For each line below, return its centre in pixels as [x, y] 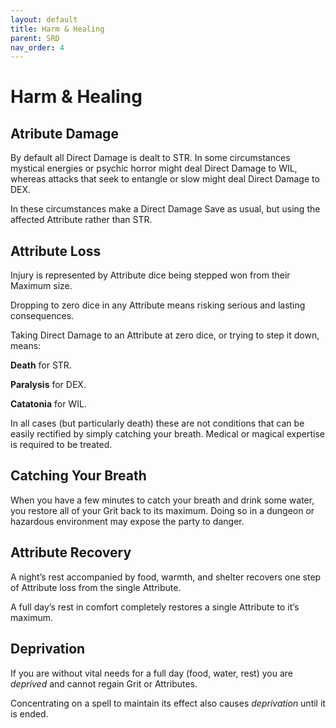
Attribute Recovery [71, 552]
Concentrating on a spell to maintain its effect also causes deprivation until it [168, 703]
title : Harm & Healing [57, 29]
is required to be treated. [61, 445]
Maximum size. [41, 286]
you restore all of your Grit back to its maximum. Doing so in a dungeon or [162, 510]
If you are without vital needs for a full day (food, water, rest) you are [151, 673]
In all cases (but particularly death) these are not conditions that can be [157, 423]
